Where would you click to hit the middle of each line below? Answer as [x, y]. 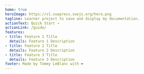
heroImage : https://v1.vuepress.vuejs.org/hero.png [58, 14]
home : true [16, 9]
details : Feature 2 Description [42, 50]
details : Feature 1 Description [42, 41]
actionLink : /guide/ [26, 28]
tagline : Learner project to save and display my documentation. [72, 18]
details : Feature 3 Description [42, 59]
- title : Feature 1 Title [31, 37]
